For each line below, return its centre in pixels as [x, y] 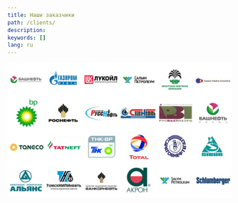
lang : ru [20, 45]
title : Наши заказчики [41, 15]
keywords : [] [27, 38]
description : [27, 30]
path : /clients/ [31, 22]
